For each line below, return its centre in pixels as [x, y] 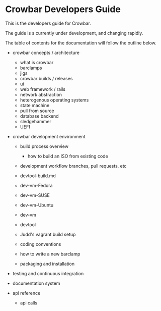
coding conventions [41, 244]
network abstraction [41, 94]
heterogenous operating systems [54, 100]
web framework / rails [43, 89]
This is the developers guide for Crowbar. [48, 23]
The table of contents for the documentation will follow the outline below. [81, 43]
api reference [26, 293]
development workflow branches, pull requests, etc [73, 166]
